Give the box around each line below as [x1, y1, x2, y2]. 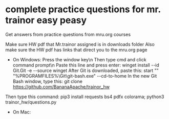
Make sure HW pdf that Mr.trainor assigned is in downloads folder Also [5, 41, 155, 47]
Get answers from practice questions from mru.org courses [5, 31, 131, 37]
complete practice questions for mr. [5, 4, 161, 15]
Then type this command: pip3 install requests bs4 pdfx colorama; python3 [5, 93, 165, 100]
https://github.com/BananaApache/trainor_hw [12, 83, 110, 90]
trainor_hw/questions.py [5, 99, 57, 105]
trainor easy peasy [5, 14, 87, 26]
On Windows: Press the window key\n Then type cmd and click [12, 56, 147, 62]
